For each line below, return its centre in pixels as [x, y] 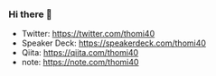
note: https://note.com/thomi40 [80, 63]
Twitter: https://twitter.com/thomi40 [88, 34]
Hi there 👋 [31, 14]
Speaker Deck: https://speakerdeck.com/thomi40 [114, 43]
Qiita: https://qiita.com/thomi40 [80, 53]
